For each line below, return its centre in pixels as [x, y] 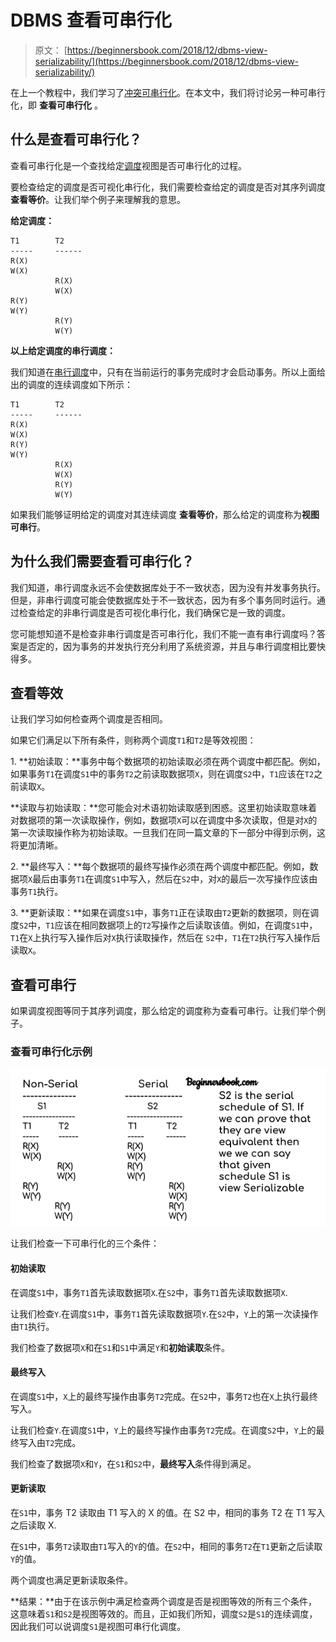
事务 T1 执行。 [37, 892]
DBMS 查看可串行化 [91, 20]
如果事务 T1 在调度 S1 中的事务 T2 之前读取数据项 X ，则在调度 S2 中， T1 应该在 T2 [162, 774]
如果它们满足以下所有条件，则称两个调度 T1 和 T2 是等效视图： [133, 740]
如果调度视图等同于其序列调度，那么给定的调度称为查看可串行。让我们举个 [163, 1011]
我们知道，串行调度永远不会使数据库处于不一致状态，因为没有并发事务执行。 [168, 587]
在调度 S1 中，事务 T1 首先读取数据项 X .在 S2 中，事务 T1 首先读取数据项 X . [149, 1292]
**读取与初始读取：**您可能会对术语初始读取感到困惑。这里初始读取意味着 [164, 808]
